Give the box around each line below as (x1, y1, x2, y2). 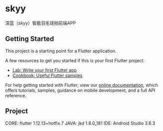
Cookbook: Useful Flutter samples (12, 72, 83, 78)
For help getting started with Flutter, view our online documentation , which (5, 82, 159, 88)
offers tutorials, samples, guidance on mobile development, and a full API (5, 87, 156, 93)
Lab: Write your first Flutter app (12, 67, 77, 73)
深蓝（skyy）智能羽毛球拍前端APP (5, 20, 76, 26)
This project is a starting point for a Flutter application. (5, 48, 117, 54)
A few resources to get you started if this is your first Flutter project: (5, 58, 145, 64)
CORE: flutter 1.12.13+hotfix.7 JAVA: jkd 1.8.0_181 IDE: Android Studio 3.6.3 (5, 120, 156, 126)
